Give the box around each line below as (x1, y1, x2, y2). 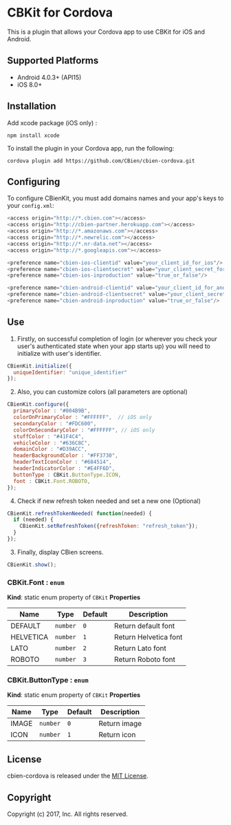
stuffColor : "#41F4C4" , (13, 433, 85, 440)
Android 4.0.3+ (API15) (16, 73, 82, 81)
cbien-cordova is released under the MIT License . (7, 772, 149, 780)
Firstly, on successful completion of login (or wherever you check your (16, 334, 218, 343)
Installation (7, 100, 56, 112)
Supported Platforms (7, 55, 99, 67)
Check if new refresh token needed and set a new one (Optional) (16, 497, 201, 505)
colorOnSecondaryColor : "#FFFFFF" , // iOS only (13, 427, 155, 433)
